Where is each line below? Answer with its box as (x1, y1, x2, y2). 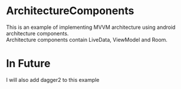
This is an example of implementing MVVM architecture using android (6, 24, 176, 31)
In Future (6, 57, 51, 70)
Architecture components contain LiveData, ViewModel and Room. (6, 36, 168, 43)
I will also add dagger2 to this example (6, 76, 100, 83)
